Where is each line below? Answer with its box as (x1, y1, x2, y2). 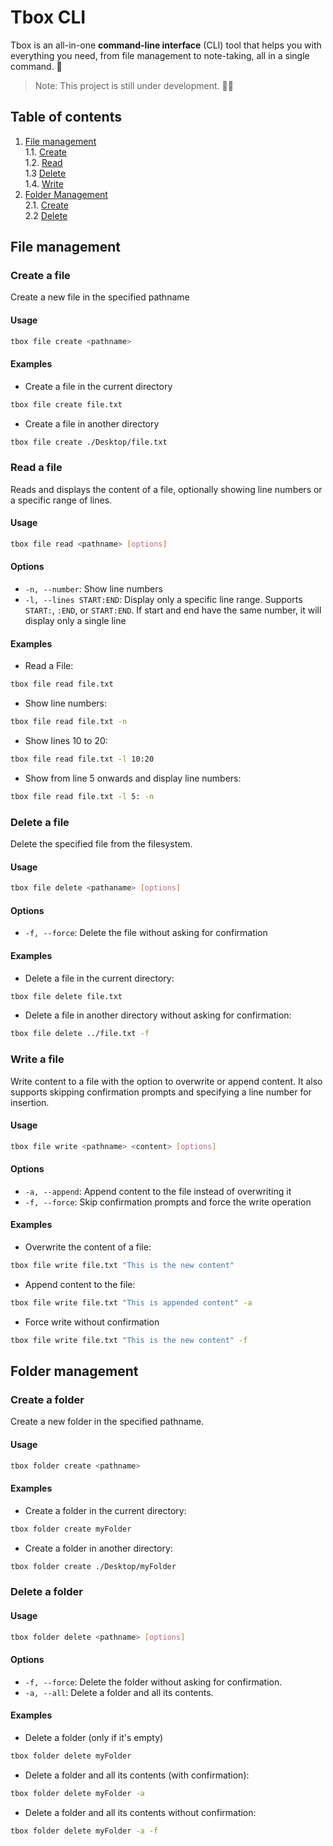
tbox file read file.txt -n (10, 717, 128, 727)
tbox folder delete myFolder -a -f (10, 1826, 159, 1836)
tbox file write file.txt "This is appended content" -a (10, 1297, 253, 1308)
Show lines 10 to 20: (24, 735, 108, 746)
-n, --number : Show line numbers (24, 583, 163, 595)
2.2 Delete (24, 209, 68, 221)
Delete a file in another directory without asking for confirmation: (24, 1009, 292, 1021)
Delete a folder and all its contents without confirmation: (24, 1806, 257, 1818)
